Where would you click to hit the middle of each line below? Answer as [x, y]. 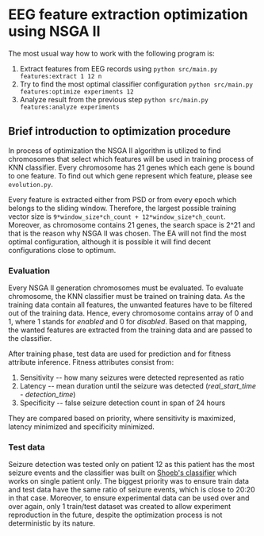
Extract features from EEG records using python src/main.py [119, 68]
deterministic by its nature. [52, 523]
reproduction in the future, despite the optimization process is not [115, 515]
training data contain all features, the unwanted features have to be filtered [130, 305]
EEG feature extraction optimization [128, 15]
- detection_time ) [48, 395]
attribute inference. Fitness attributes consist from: [91, 362]
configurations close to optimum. [62, 250]
